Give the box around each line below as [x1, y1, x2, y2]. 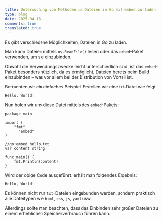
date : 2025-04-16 [5, 16, 41, 21]
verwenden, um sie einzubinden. [5, 54, 72, 60]
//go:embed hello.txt [5, 142, 50, 147]
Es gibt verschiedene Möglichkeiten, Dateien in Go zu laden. [5, 39, 127, 45]
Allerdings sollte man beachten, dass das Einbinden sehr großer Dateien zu [5, 205, 158, 211]
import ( [5, 120, 23, 125]
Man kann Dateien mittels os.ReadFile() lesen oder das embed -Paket [5, 49, 144, 55]
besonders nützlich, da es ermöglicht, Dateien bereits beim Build [17, 69, 149, 75]
